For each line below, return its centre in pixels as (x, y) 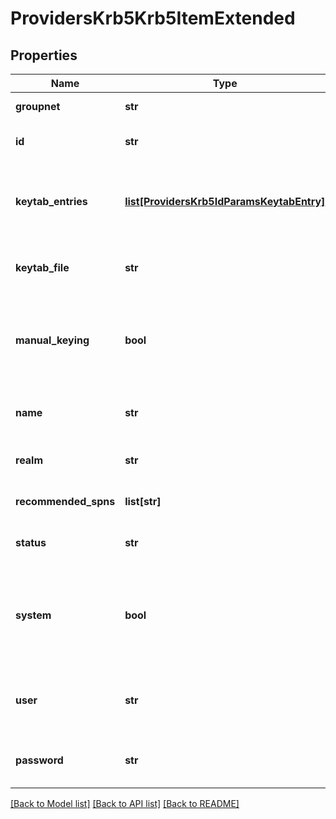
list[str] (143, 501)
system (33, 615)
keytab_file (42, 267)
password (39, 760)
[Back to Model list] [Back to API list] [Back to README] (125, 803)
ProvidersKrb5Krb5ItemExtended (153, 18)
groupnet (38, 106)
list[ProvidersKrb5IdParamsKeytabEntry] (225, 201)
